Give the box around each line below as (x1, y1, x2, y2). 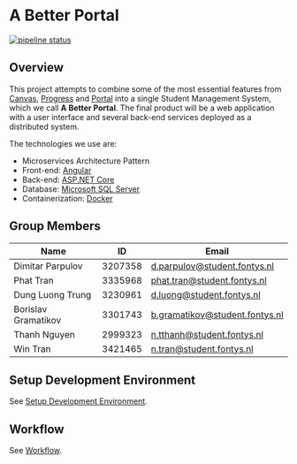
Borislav (13, 302, 48, 315)
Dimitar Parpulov (13, 260, 83, 272)
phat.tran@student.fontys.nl (150, 274, 267, 286)
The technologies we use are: (9, 138, 118, 148)
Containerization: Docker (21, 193, 113, 203)
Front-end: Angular (21, 164, 92, 175)
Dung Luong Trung (13, 288, 92, 300)
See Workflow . (9, 445, 63, 456)
